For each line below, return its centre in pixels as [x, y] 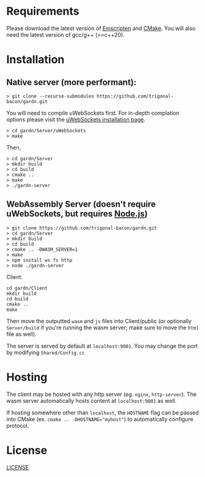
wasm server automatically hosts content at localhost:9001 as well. [91, 400]
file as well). [21, 334]
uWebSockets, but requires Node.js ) [77, 214]
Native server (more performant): [71, 82]
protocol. [18, 425]
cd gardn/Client [27, 288]
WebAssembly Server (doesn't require [81, 204]
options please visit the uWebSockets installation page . [76, 119]
